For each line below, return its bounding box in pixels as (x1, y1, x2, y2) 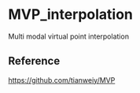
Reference (8, 54, 61, 68)
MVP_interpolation (8, 6, 134, 24)
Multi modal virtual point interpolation (8, 32, 130, 41)
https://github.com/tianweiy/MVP (8, 75, 116, 84)
